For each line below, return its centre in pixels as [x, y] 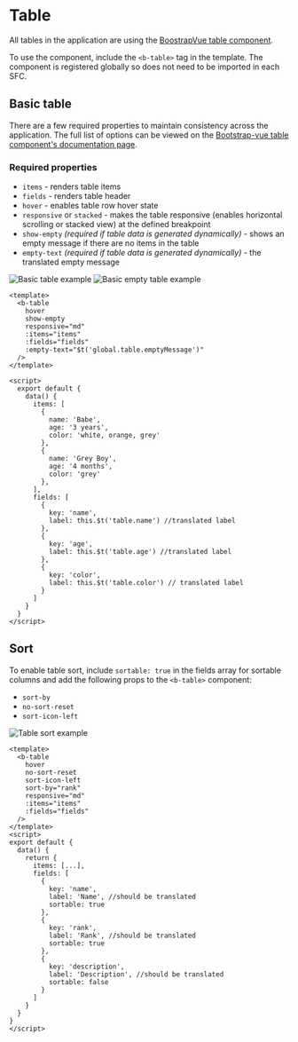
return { [41, 857]
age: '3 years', [78, 428]
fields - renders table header [76, 196]
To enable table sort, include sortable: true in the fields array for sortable [145, 670]
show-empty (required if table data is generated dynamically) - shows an [153, 234]
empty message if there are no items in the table [110, 243]
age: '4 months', [81, 467]
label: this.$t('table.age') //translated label [140, 552]
